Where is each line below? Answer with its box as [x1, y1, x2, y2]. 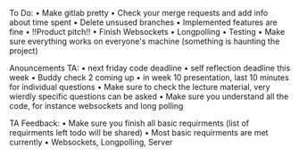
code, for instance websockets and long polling [9, 101, 184, 111]
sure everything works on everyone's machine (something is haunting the [9, 36, 280, 46]
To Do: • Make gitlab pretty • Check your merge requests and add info [9, 8, 269, 18]
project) [9, 45, 38, 56]
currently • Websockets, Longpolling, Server [9, 137, 173, 147]
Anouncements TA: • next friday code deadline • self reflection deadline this [9, 62, 291, 73]
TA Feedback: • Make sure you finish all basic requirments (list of [9, 118, 250, 128]
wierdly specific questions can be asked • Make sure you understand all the [9, 91, 289, 102]
